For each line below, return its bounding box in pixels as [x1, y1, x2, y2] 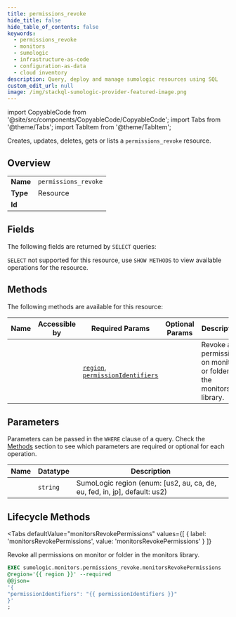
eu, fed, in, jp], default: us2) [76, 487, 167, 497]
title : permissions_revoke [7, 10, 86, 18]
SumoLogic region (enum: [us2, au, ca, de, [76, 479, 216, 488]
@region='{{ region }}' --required [7, 571, 112, 578]
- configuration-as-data [13, 63, 86, 70]
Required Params [91, 323, 150, 333]
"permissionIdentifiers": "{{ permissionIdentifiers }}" [7, 590, 178, 597]
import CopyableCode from [7, 108, 86, 117]
